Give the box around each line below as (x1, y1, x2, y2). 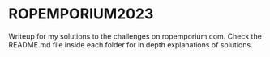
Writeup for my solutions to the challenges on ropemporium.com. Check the (8, 31, 262, 41)
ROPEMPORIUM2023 (8, 5, 154, 23)
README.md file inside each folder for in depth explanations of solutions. (8, 39, 253, 49)
